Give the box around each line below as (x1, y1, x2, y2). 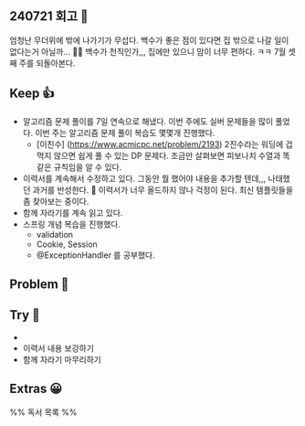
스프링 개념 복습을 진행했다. (22, 218, 121, 229)
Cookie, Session (36, 239, 98, 250)
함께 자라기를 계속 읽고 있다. (22, 207, 123, 218)
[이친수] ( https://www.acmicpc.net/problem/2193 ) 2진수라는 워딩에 (36, 138, 284, 149)
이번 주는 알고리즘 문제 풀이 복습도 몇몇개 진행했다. (35, 127, 216, 138)
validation (36, 229, 74, 240)
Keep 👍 (9, 86, 55, 101)
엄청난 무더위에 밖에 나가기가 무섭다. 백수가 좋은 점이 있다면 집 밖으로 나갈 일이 (9, 35, 289, 46)
